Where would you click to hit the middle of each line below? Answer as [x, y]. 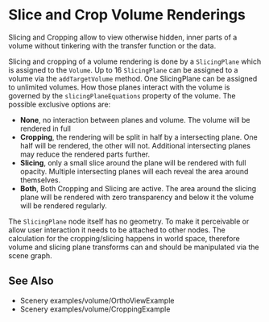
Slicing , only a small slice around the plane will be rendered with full [133, 162]
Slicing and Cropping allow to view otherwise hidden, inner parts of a [123, 37]
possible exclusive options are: [60, 104]
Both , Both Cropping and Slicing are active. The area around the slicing [138, 188]
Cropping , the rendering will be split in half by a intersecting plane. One [139, 137]
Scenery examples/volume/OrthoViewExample [97, 300]
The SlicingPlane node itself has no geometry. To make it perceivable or [129, 221]
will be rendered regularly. [63, 205]
